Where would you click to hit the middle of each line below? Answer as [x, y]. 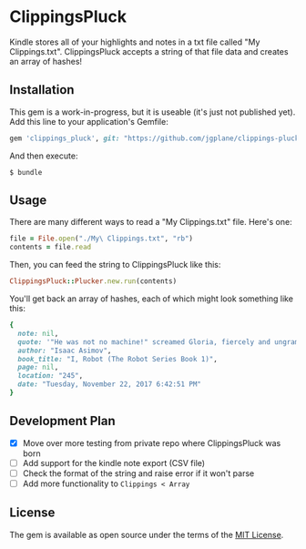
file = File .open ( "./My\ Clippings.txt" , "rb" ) [102, 239]
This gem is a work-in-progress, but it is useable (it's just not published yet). [153, 112]
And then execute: [44, 156]
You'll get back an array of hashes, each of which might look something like [152, 299]
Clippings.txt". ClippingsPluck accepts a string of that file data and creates [149, 51]
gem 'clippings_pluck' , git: [65, 138]
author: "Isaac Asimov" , [65, 351]
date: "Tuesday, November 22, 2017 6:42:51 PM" [110, 384]
